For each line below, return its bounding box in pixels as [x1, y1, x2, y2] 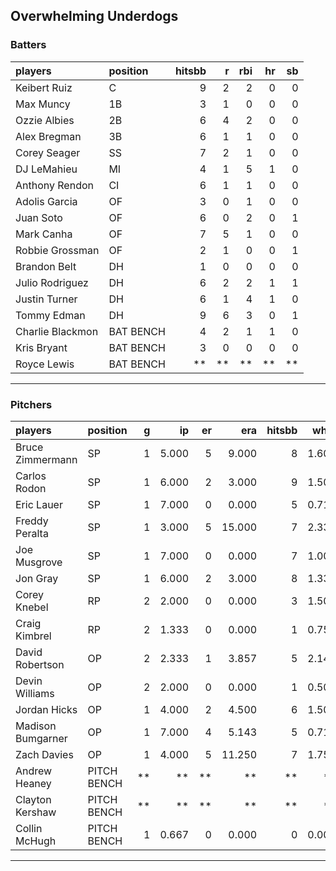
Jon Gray [15, 571, 59, 585]
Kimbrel [15, 629, 52, 643]
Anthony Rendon [15, 178, 94, 192]
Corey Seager [15, 145, 81, 159]
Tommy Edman [15, 308, 86, 322]
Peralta [15, 526, 49, 540]
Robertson [15, 657, 65, 671]
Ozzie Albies [15, 113, 75, 127]
